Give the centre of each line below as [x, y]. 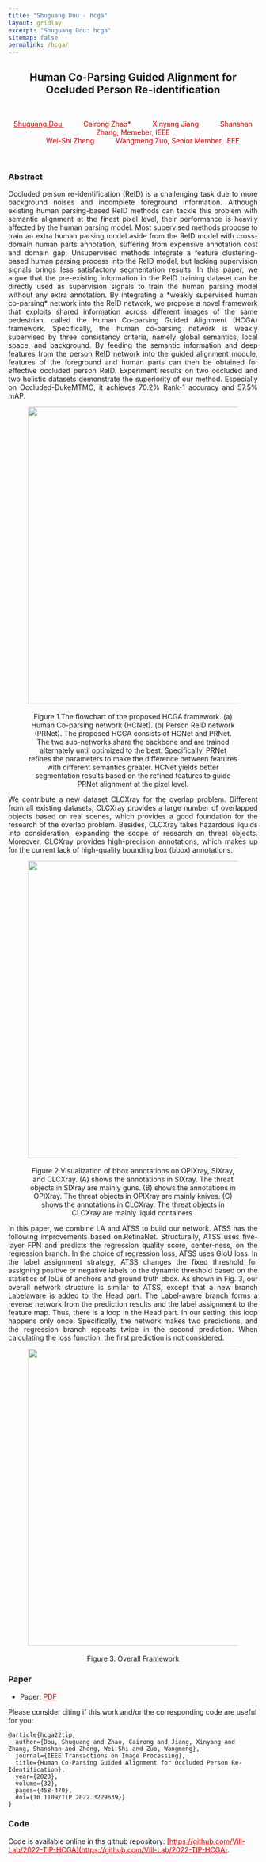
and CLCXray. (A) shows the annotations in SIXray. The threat [133, 1179]
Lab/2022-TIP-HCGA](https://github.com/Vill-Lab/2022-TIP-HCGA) [118, 1849]
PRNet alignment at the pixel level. [133, 784]
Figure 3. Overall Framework [133, 1659]
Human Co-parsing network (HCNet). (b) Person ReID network [133, 725]
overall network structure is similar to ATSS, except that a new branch [133, 1288]
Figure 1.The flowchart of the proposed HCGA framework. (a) [133, 717]
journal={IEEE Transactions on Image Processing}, [101, 1756]
